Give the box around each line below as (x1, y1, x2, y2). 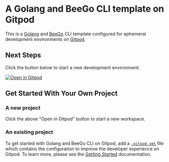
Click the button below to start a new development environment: (5, 64, 140, 70)
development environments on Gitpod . (5, 36, 86, 42)
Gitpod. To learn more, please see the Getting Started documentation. (5, 151, 152, 157)
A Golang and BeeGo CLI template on (5, 3, 164, 15)
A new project (5, 104, 41, 112)
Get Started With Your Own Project (5, 89, 118, 98)
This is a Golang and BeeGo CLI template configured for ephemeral (5, 31, 146, 37)
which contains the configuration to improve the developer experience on (5, 146, 159, 152)
